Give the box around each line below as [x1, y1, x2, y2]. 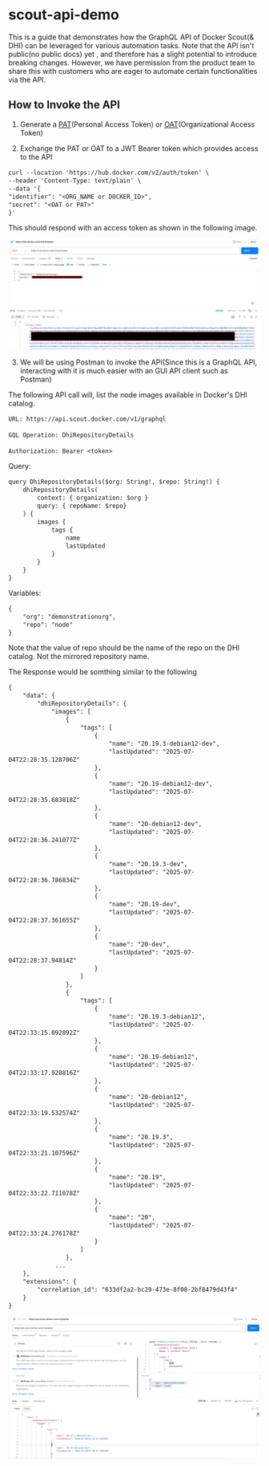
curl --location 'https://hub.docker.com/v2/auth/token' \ [8, 169, 210, 177]
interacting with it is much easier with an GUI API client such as [19, 365, 228, 375]
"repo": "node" [22, 621, 74, 629]
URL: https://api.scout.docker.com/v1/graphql [8, 415, 167, 423]
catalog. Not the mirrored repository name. [8, 651, 150, 661]
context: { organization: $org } [37, 494, 149, 502]
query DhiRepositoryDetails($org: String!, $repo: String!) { [8, 478, 220, 486]
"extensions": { [22, 1277, 78, 1285]
